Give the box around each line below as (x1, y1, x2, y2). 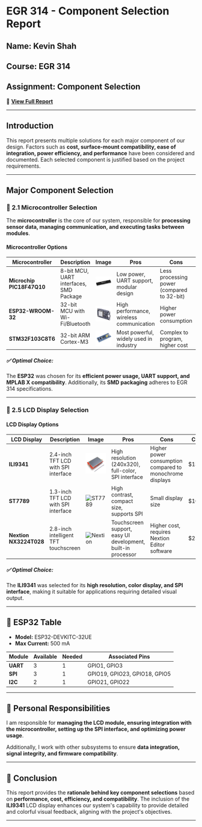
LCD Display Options (6, 421, 59, 428)
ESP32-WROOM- (8, 308, 55, 315)
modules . (6, 230, 30, 237)
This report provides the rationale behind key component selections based (6, 789, 195, 796)
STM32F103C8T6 (8, 335, 55, 342)
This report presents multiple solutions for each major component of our (6, 136, 185, 144)
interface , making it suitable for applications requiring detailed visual (6, 588, 177, 596)
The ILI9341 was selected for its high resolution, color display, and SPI (6, 582, 183, 589)
